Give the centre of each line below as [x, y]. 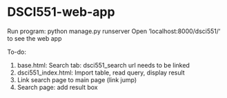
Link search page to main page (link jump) [77, 79]
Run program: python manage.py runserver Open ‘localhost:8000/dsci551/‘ [114, 31]
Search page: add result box [57, 87]
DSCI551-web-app [61, 12]
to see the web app [34, 38]
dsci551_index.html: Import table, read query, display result [101, 72]
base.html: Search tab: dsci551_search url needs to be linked [103, 65]
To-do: [17, 52]
